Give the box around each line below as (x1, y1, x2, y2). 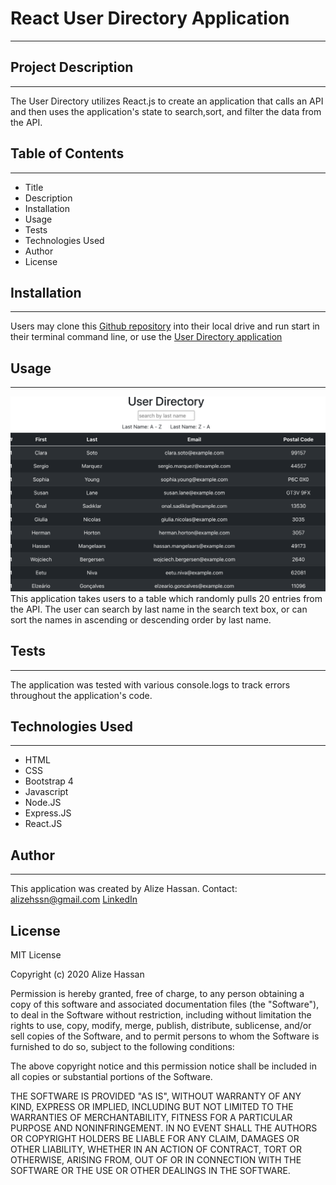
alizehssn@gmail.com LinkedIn (10, 893, 138, 906)
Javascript (24, 786, 69, 798)
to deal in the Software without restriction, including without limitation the (10, 1008, 312, 1021)
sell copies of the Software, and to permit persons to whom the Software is (10, 1030, 320, 1042)
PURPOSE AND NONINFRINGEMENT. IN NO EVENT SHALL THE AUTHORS (10, 1122, 318, 1134)
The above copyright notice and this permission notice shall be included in (10, 1060, 317, 1072)
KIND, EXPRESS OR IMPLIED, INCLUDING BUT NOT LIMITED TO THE (10, 1100, 294, 1112)
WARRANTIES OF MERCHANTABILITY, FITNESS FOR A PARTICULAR (10, 1111, 293, 1123)
